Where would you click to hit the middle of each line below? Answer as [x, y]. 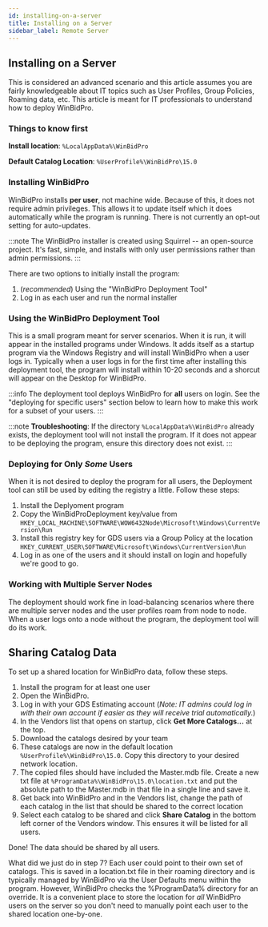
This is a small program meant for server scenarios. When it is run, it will [127, 336]
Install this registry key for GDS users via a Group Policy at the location [136, 538]
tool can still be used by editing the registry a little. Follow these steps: [124, 490]
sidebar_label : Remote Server [59, 30]
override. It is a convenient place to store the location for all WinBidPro [125, 897]
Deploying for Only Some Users [71, 464]
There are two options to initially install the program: [94, 273]
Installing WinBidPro [49, 183]
